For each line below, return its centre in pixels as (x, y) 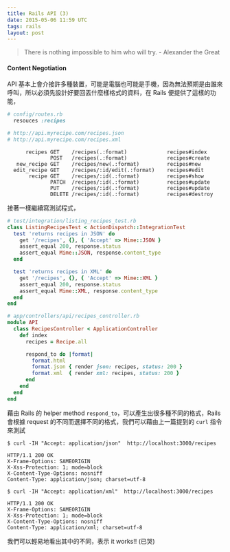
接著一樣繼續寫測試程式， (43, 208)
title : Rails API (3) (38, 13)
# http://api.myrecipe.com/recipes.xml (64, 140)
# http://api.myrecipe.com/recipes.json (66, 134)
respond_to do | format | (59, 354)
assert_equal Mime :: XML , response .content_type (89, 291)
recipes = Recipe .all (56, 341)
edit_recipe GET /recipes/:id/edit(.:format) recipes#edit (109, 170)
